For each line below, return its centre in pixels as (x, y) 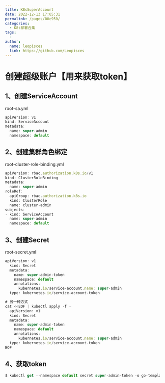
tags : (11, 32)
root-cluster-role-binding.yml (35, 164)
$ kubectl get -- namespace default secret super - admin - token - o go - (77, 376)
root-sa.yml (17, 108)
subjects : (15, 210)
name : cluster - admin (30, 205)
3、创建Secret (27, 240)
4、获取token (26, 364)
